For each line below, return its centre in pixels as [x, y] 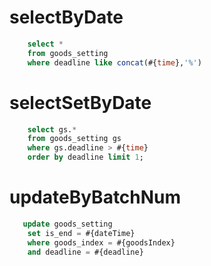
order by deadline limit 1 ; [85, 157]
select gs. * [52, 129]
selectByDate [66, 17]
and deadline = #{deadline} [85, 252]
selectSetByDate [80, 102]
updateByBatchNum [95, 197]
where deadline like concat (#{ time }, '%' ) [114, 62]
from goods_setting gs [74, 139]
